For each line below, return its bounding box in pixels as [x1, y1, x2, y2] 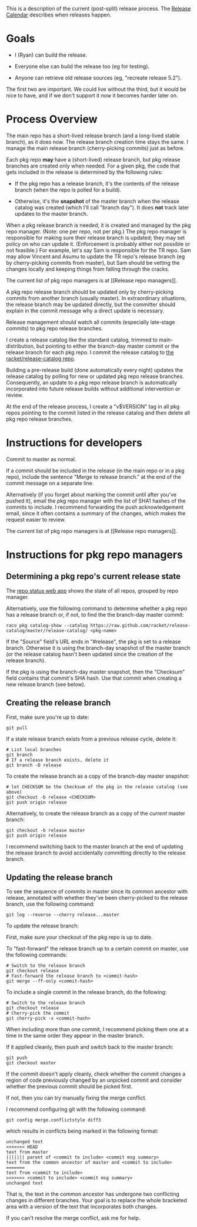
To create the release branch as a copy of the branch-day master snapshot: [6, 772, 190, 779]
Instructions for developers [6, 436, 143, 450]
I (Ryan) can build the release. [14, 51, 88, 58]
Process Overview [6, 113, 98, 126]
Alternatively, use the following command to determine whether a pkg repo [6, 604, 188, 612]
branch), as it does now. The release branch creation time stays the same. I [6, 138, 188, 145]
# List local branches [6, 746, 62, 752]
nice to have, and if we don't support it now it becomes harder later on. [6, 91, 178, 99]
